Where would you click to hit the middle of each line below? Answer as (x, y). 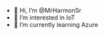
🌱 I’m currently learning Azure (56, 25)
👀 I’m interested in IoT (44, 17)
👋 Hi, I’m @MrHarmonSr (47, 10)
